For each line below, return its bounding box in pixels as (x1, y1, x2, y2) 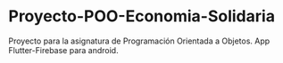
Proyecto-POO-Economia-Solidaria (8, 6, 276, 27)
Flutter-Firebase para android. (8, 44, 119, 55)
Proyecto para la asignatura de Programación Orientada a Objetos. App (8, 35, 271, 46)
